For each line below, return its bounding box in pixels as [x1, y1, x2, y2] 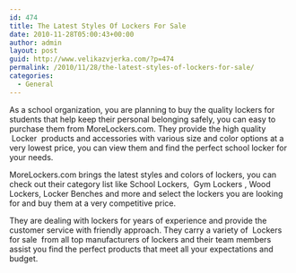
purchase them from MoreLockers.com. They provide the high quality [9, 123, 266, 134]
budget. [9, 252, 39, 264]
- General [17, 80, 54, 89]
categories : [9, 72, 54, 81]
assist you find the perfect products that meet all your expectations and [9, 243, 274, 254]
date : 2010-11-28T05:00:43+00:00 [9, 30, 135, 38]
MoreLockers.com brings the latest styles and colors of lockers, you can [9, 169, 277, 180]
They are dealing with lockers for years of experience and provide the [9, 215, 267, 226]
